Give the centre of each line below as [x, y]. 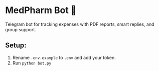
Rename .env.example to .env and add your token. [64, 57]
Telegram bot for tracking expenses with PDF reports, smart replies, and [80, 24]
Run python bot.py [32, 63]
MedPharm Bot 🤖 [41, 10]
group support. [21, 29]
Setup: [16, 46]
